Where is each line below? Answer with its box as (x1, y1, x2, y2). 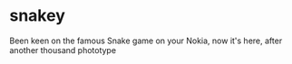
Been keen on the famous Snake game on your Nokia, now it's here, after (9, 35, 283, 46)
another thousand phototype (9, 44, 116, 55)
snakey (9, 5, 66, 26)
